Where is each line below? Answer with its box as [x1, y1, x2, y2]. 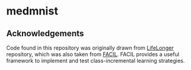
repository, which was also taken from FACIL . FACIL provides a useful [6, 51, 180, 58]
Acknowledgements [6, 28, 84, 39]
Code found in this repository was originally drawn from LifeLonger [6, 44, 174, 51]
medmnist [6, 4, 59, 18]
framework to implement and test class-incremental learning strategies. [6, 57, 185, 64]
